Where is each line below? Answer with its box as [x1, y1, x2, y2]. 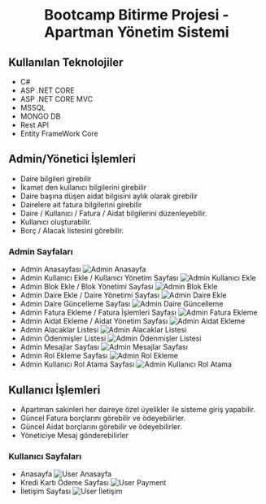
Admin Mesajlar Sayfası [20, 342, 100, 352]
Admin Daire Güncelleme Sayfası [20, 299, 131, 309]
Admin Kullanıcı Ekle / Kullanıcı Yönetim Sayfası [20, 273, 179, 283]
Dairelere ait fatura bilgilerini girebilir [20, 199, 142, 209]
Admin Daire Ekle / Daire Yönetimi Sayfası [20, 290, 160, 300]
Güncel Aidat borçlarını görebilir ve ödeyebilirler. [20, 421, 182, 432]
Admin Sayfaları [8, 245, 73, 257]
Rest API [20, 120, 50, 129]
